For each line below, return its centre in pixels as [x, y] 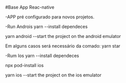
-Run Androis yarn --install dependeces [47, 26]
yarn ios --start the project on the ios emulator [53, 75]
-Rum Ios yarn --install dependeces [42, 55]
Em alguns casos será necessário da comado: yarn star [63, 46]
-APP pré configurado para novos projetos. [50, 17]
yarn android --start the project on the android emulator [63, 36]
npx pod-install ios [24, 65]
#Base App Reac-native [30, 7]
